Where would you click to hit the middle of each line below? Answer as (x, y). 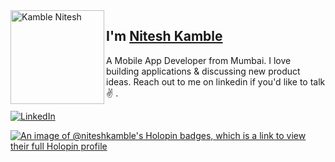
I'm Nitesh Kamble (164, 36)
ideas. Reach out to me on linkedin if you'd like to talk (216, 81)
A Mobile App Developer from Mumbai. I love (199, 60)
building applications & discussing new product (203, 71)
